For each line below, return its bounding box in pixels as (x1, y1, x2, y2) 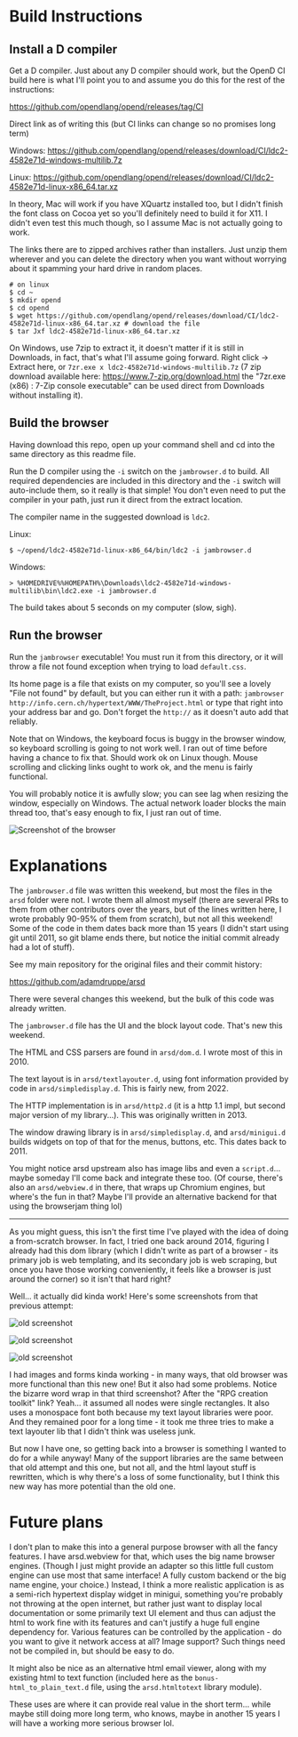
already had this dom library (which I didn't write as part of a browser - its (9, 1245, 279, 1256)
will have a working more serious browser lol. (9, 1717, 175, 1728)
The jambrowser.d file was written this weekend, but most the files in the (9, 885, 273, 896)
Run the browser (9, 628, 103, 643)
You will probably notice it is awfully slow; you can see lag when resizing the (9, 788, 289, 799)
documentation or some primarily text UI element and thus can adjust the (9, 1607, 277, 1618)
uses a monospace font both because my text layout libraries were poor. (9, 1407, 274, 1418)
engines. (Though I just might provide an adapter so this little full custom (9, 1560, 274, 1571)
